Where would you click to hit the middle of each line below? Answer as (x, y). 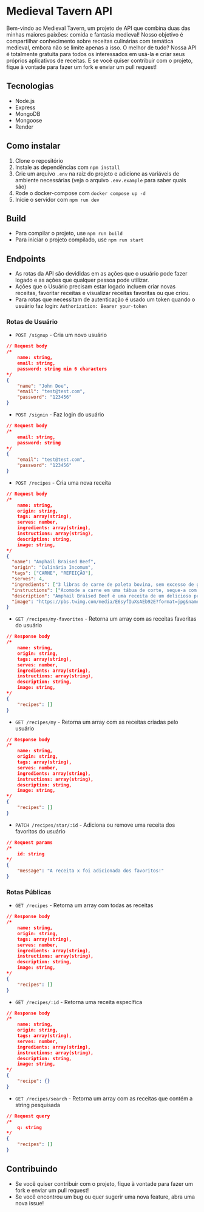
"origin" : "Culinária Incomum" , (53, 568)
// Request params (29, 843)
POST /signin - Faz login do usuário (59, 415)
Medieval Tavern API (59, 11)
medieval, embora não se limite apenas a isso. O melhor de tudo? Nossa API (101, 48)
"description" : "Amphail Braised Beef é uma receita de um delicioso (101, 596)
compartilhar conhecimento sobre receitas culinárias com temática (90, 41)
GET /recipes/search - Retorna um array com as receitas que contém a (104, 1098)
